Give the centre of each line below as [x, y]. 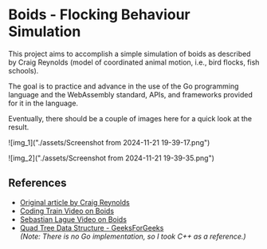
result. [19, 127]
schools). [24, 70]
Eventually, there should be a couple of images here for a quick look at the [130, 118]
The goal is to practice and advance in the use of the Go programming [124, 86]
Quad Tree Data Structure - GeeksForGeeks [92, 227]
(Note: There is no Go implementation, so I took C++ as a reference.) [133, 236]
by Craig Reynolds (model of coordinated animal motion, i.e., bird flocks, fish [134, 62]
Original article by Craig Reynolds [75, 202]
